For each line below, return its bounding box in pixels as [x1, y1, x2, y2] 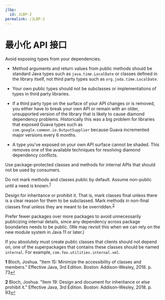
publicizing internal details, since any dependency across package [5, 218, 140, 224]
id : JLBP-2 [9, 12, 32, 17]
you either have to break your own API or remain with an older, [12, 106, 139, 112]
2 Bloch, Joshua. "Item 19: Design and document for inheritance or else [5, 279, 150, 285]
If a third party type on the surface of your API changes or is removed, [12, 100, 155, 106]
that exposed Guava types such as [12, 122, 83, 128]
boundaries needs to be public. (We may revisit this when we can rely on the [5, 224, 161, 230]
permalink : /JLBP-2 [5, 16, 45, 21]
